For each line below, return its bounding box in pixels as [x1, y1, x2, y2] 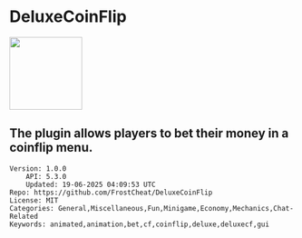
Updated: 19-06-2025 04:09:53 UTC [25, 180, 156, 189]
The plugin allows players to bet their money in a [9, 125, 289, 142]
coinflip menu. [9, 140, 93, 155]
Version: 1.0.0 [9, 164, 67, 174]
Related [9, 212, 39, 221]
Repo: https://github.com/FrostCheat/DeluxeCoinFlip [9, 188, 213, 197]
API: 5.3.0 [25, 172, 67, 181]
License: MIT [9, 195, 59, 205]
